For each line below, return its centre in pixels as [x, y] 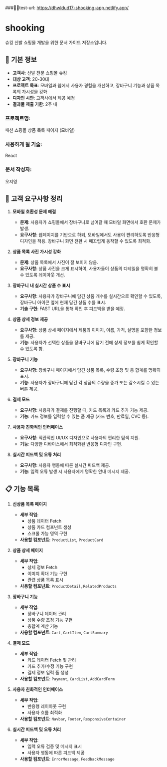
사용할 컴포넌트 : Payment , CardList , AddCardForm [67, 679]
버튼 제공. [29, 389]
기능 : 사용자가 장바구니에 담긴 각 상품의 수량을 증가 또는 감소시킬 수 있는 [89, 383]
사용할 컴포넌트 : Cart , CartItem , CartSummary [64, 632]
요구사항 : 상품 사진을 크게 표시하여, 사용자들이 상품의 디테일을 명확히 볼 [89, 269]
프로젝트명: [18, 118]
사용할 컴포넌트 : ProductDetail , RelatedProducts [68, 586]
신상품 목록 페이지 [30, 504]
